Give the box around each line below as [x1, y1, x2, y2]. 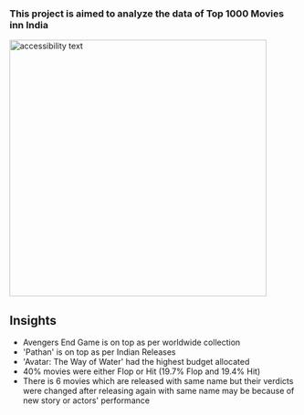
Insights [9, 313, 58, 328]
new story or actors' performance [22, 395, 151, 406]
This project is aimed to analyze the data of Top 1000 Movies [9, 7, 285, 20]
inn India [9, 18, 48, 31]
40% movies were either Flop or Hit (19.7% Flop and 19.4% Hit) [22, 366, 261, 377]
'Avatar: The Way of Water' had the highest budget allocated [22, 357, 250, 368]
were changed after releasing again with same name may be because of [22, 386, 295, 397]
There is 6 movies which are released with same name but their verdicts [22, 376, 294, 387]
